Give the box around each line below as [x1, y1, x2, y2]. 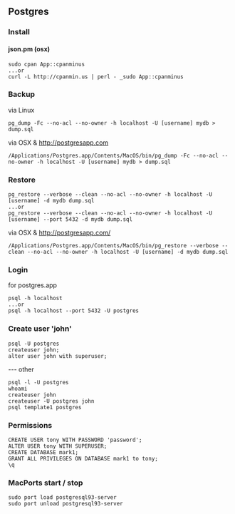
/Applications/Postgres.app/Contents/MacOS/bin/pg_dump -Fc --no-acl [8, 152, 219, 159]
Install [8, 27, 31, 37]
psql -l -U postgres [8, 379, 70, 386]
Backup [8, 89, 35, 99]
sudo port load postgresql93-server [8, 494, 117, 501]
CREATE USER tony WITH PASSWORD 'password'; [8, 436, 142, 443]
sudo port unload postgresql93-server [8, 500, 123, 508]
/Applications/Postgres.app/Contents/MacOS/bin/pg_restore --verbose [8, 242, 219, 250]
